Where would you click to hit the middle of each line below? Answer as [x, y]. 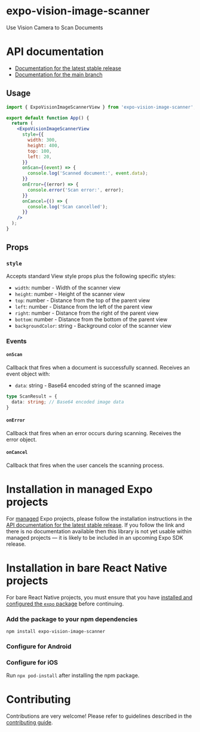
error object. [21, 439]
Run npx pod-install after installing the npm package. [73, 675]
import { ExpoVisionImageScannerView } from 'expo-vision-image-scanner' [100, 107]
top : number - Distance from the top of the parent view [82, 300]
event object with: [28, 374]
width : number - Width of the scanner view [67, 287]
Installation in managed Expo [79, 489]
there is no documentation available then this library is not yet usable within [99, 531]
